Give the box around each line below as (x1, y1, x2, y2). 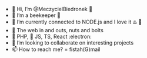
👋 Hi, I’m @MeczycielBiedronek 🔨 (11, 6, 93, 12)
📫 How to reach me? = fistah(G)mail (11, 46, 101, 53)
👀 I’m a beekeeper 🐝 (11, 12, 61, 19)
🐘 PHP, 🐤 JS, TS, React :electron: (11, 33, 92, 40)
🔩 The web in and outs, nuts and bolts (11, 27, 104, 33)
